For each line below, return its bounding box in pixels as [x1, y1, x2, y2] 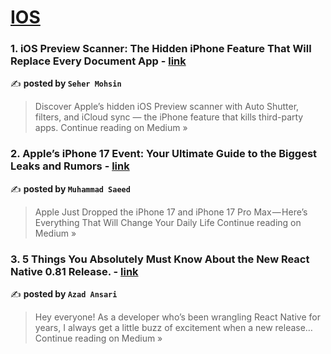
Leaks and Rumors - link [10, 159, 130, 173]
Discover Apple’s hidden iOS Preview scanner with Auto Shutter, [34, 101, 300, 113]
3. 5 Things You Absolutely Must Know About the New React [10, 252, 310, 266]
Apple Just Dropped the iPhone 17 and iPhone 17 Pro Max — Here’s [34, 206, 308, 218]
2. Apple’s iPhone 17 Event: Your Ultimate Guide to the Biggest [10, 147, 318, 161]
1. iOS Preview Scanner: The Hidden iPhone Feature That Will [10, 42, 312, 56]
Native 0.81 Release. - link [10, 264, 139, 278]
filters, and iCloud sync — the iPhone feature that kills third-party [34, 111, 304, 123]
